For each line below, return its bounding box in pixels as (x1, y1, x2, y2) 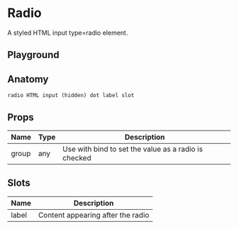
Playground (7, 49, 59, 61)
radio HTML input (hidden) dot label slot (7, 92, 135, 99)
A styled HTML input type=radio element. (7, 28, 128, 37)
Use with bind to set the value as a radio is (62, 144, 203, 154)
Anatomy (7, 73, 49, 85)
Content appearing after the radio (38, 210, 150, 220)
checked (62, 152, 92, 162)
